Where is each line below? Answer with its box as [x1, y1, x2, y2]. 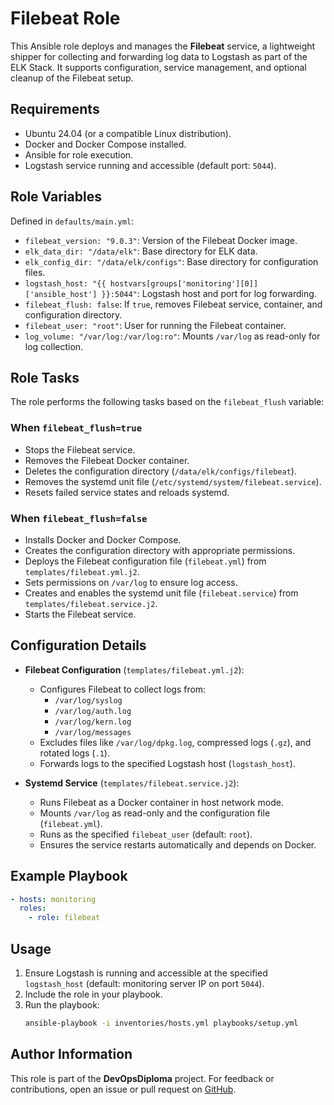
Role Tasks [10, 369, 80, 386]
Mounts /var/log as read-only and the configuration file [39, 807, 271, 819]
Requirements [10, 101, 100, 118]
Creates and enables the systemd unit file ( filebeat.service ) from [24, 587, 299, 599]
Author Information [10, 1046, 133, 1063]
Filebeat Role [10, 7, 121, 30]
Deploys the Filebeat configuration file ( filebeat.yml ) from [24, 555, 267, 567]
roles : [19, 903, 47, 914]
